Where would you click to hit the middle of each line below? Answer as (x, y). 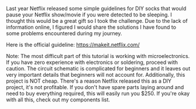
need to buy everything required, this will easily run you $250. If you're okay (98, 93)
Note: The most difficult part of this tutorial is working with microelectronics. (98, 56)
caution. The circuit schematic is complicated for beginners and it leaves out (98, 69)
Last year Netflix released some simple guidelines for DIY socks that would (96, 8)
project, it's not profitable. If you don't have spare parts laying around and (95, 87)
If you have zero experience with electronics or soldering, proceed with (92, 62)
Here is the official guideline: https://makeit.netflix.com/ (73, 45)
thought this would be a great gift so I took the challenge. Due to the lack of (97, 21)
